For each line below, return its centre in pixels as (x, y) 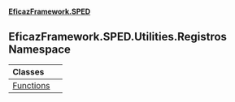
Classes (28, 72)
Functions (31, 86)
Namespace (40, 49)
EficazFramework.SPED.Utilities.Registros (118, 36)
